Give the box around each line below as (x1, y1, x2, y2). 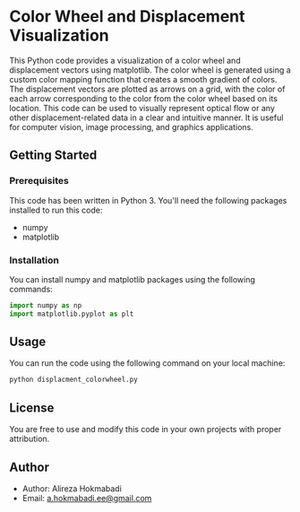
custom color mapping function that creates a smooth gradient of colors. (9, 74, 278, 84)
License (9, 400, 55, 415)
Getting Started (9, 148, 98, 163)
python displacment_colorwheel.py (9, 375, 139, 385)
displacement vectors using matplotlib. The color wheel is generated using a (9, 65, 291, 75)
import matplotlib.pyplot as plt (9, 309, 134, 318)
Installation (9, 254, 60, 266)
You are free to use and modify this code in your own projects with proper (9, 424, 282, 435)
